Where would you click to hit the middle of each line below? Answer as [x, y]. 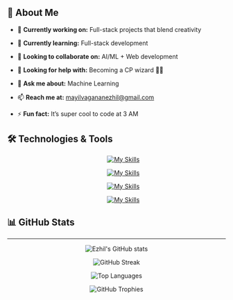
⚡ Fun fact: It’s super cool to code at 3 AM [78, 114]
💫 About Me [33, 13]
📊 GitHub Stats [41, 223]
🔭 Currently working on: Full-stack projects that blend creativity [109, 29]
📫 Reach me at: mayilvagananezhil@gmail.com [86, 97]
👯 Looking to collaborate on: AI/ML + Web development [97, 56]
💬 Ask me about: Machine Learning [68, 83]
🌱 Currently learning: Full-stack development [83, 43]
